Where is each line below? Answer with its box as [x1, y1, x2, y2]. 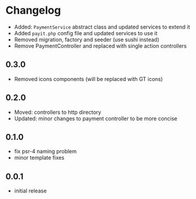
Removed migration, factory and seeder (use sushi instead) [14, 36, 160, 43]
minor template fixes [14, 154, 65, 161]
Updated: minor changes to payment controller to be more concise [14, 114, 178, 122]
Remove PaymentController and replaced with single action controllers [14, 42, 187, 49]
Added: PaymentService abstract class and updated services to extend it [14, 23, 191, 30]
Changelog [5, 4, 61, 17]
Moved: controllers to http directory [14, 108, 102, 116]
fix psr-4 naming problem [14, 148, 77, 155]
